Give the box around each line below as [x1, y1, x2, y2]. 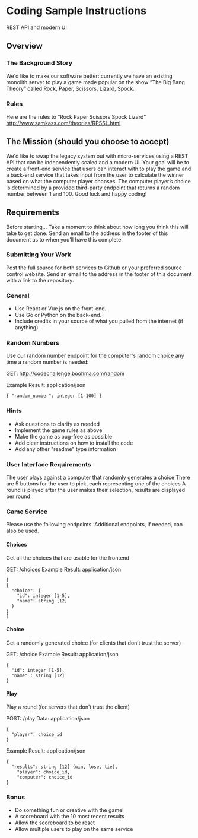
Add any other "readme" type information [14, 445, 117, 452]
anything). [14, 324, 40, 331]
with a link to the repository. [6, 277, 74, 284]
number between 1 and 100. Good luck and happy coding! [6, 190, 147, 197]
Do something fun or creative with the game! [14, 807, 124, 814]
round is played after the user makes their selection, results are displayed [6, 487, 186, 494]
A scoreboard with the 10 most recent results [14, 813, 124, 820]
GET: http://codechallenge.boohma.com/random [6, 370, 124, 377]
